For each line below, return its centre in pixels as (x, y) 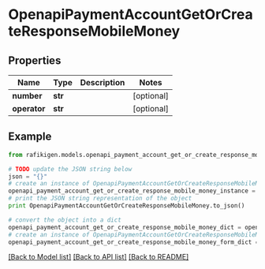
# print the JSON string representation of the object (100, 199)
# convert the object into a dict (65, 220)
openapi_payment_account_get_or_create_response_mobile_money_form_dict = (134, 242)
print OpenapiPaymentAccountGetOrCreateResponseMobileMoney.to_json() (127, 206)
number (27, 96)
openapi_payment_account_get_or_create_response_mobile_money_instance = (132, 191)
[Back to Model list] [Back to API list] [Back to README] (99, 257)
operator (29, 108)
